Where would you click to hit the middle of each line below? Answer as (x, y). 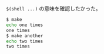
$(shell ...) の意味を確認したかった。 (53, 8)
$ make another (25, 36)
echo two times (25, 41)
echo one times (25, 25)
